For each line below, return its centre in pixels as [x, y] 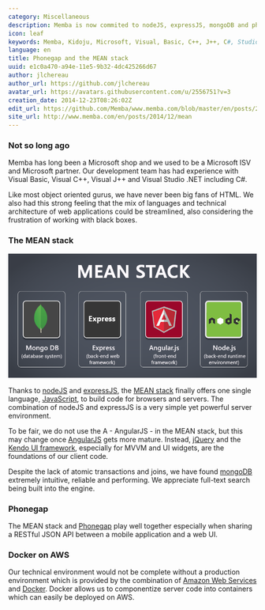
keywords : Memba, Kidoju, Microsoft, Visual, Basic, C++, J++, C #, [121, 42]
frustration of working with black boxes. [73, 220]
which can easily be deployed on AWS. [71, 597]
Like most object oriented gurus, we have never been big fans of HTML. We [131, 195]
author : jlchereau [38, 75]
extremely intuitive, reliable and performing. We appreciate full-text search [129, 479]
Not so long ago [39, 146]
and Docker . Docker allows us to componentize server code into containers [131, 589]
